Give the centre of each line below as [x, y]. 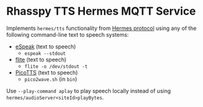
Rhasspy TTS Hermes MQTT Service [101, 11]
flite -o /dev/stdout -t [56, 66]
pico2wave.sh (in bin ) [51, 79]
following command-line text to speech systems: [68, 34]
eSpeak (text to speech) [46, 46]
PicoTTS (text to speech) [46, 72]
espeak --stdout [45, 53]
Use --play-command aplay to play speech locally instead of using [89, 90]
